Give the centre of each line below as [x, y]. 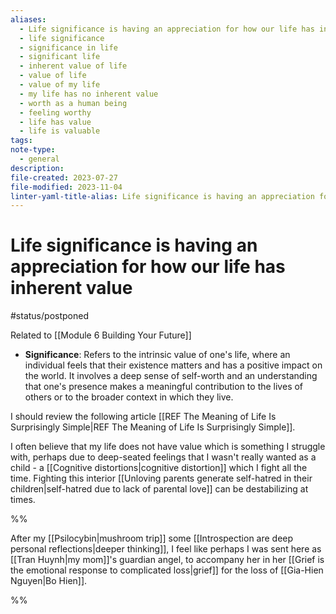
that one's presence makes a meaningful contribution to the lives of [164, 387]
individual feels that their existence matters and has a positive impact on [173, 365]
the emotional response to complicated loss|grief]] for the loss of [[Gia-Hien [167, 570]
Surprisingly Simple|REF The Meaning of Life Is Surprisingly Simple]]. [153, 427]
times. [23, 500]
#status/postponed [49, 316]
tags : [21, 141]
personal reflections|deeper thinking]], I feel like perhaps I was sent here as [166, 549]
